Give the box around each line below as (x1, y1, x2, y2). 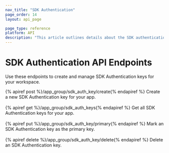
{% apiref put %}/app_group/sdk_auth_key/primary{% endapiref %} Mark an (5, 120, 164, 126)
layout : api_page (5, 17, 42, 22)
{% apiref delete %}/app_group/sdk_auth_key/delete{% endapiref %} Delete (5, 136, 163, 142)
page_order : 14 (5, 12, 37, 17)
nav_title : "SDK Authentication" (5, 7, 75, 13)
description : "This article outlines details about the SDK (5, 35, 134, 40)
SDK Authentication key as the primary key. (5, 126, 95, 132)
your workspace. (5, 79, 40, 85)
